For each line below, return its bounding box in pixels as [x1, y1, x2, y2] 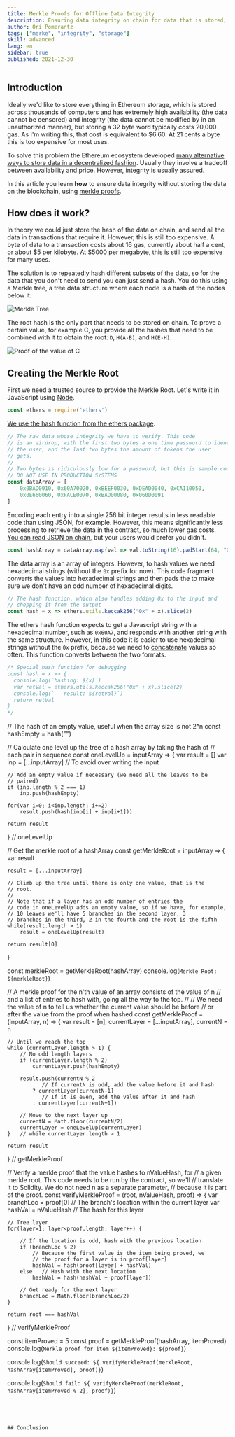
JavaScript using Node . [7, 393, 75, 402]
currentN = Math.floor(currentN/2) [20, 1118, 124, 1126]
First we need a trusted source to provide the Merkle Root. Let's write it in [7, 386, 220, 394]
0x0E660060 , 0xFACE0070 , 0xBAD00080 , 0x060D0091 [20, 491, 164, 498]
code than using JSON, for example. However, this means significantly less [7, 518, 224, 526]
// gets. [7, 452, 33, 459]
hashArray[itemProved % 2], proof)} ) [7, 1387, 117, 1395]
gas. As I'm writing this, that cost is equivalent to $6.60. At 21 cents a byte [7, 130, 220, 139]
